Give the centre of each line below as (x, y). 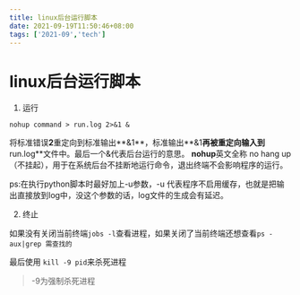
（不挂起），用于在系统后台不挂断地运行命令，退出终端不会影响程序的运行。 (149, 165)
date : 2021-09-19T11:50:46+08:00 (72, 26)
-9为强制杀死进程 (63, 281)
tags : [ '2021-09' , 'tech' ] (57, 34)
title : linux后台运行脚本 (54, 17)
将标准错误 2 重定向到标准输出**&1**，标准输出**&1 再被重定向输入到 (137, 143)
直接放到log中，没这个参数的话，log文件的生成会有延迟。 (122, 195)
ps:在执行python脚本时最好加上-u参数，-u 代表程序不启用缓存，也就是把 (143, 184)
